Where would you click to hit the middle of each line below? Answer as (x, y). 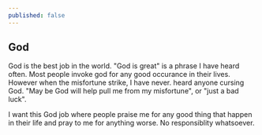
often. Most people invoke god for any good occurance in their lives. (119, 75)
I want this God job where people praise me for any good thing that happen (130, 115)
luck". (17, 100)
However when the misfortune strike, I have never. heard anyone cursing (126, 82)
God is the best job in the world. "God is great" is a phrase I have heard (124, 66)
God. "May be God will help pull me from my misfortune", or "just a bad (124, 91)
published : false (37, 15)
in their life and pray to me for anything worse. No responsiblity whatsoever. (131, 123)
